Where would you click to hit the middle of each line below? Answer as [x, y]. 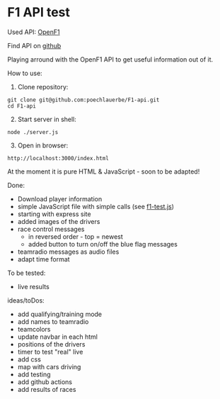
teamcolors [34, 329]
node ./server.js [33, 132]
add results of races [47, 389]
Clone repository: [43, 86]
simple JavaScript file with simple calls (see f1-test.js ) [96, 206]
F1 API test [39, 12]
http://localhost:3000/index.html [58, 158]
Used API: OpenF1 [34, 32]
